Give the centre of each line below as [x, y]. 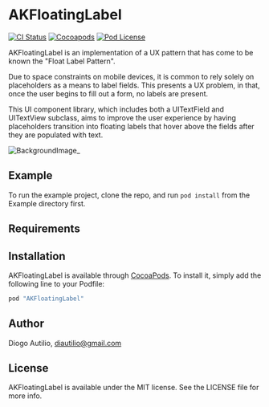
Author [26, 324]
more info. [25, 396]
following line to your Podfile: [57, 283]
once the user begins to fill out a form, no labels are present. [108, 93]
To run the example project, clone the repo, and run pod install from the [129, 195]
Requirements [44, 229]
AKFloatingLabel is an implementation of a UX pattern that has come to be [131, 52]
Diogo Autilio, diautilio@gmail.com [65, 343]
